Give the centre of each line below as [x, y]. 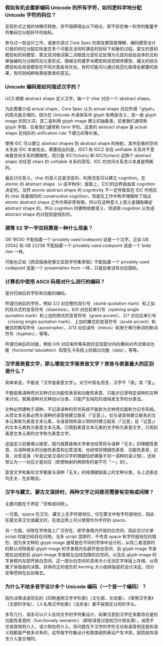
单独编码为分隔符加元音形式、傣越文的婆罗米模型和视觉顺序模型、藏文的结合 [81, 61]
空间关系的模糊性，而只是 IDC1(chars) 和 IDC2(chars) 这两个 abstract [82, 155]
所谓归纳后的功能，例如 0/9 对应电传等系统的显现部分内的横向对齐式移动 [78, 344]
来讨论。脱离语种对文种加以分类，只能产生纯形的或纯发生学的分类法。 [75, 399]
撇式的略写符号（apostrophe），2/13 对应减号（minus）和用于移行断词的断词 [81, 328]
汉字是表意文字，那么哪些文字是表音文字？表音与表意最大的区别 [80, 364]
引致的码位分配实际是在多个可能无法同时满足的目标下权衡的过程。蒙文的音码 [81, 49]
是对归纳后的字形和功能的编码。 [37, 293]
